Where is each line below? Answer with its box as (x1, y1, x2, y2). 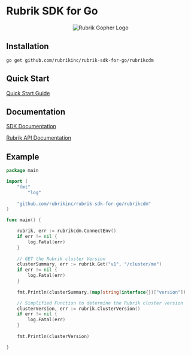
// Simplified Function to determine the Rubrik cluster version (17, 300, 184, 306)
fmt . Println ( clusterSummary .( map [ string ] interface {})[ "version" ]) (17, 289, 186, 295)
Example (6, 152, 40, 162)
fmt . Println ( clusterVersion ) (17, 333, 90, 339)
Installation (6, 41, 49, 52)
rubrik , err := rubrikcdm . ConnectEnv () (17, 228, 117, 234)
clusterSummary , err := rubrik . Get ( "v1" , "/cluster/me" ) (17, 261, 162, 267)
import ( (6, 179, 28, 185)
